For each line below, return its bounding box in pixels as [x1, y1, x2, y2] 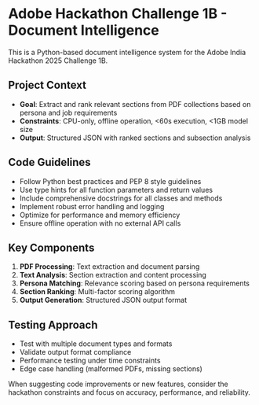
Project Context [8, 79, 86, 92]
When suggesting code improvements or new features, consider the [8, 379, 229, 389]
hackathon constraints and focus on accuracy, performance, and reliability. [8, 388, 251, 397]
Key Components [8, 241, 95, 254]
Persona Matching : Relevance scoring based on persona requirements [19, 278, 250, 288]
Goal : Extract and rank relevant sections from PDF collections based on [19, 99, 251, 109]
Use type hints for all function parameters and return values [19, 185, 213, 194]
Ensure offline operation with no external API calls [19, 218, 181, 228]
